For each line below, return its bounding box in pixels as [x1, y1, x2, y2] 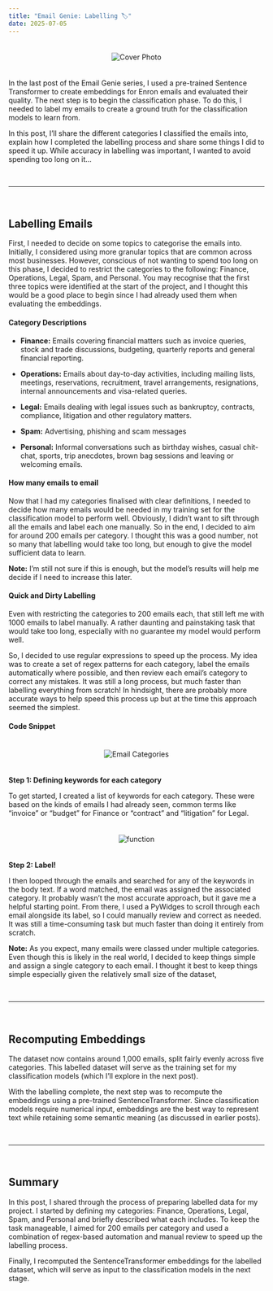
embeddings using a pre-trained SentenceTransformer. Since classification [8, 1095, 260, 1105]
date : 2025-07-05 [8, 20, 67, 28]
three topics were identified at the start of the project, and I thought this [8, 281, 249, 291]
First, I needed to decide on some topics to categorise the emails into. [8, 238, 242, 248]
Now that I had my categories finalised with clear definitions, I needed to [8, 495, 251, 505]
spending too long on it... [8, 154, 92, 164]
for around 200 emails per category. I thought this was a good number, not [8, 530, 258, 540]
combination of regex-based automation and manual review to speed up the [8, 1232, 262, 1241]
